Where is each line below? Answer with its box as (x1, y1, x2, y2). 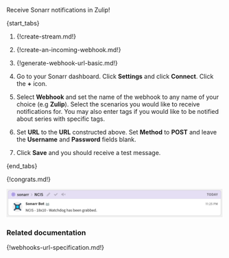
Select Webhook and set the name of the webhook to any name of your (16, 93, 219, 101)
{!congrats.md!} (6, 175, 51, 183)
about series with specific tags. (16, 115, 106, 123)
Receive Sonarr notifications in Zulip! (6, 6, 110, 14)
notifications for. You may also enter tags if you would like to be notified (16, 108, 219, 115)
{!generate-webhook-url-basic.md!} (16, 59, 118, 67)
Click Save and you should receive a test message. (16, 149, 161, 156)
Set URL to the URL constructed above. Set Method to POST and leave (16, 128, 217, 136)
